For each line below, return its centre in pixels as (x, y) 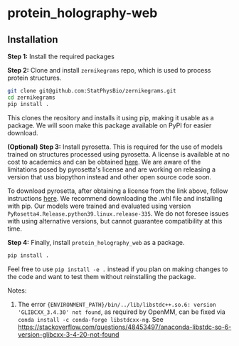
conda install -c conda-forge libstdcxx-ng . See (90, 319)
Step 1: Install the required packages (61, 56)
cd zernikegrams (31, 98)
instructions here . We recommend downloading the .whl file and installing (115, 198)
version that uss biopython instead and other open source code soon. (110, 177)
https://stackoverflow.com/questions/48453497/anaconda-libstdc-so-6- (124, 327)
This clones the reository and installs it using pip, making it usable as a (111, 117)
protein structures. (34, 78)
